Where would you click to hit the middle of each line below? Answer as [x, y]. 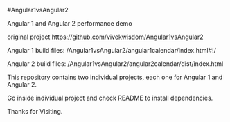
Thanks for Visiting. [35, 111]
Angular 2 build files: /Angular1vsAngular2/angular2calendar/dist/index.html [115, 64]
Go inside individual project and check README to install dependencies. [110, 98]
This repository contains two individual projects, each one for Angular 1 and [115, 77]
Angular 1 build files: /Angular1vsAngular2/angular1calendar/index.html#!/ [112, 50]
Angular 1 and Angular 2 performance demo [70, 23]
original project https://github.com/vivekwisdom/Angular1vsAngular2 [105, 37]
